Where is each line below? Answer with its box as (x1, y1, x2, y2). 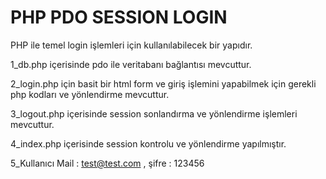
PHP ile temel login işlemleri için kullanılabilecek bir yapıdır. (10, 39, 253, 51)
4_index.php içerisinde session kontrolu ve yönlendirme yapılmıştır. (10, 137, 287, 150)
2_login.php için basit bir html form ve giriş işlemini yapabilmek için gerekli (10, 77, 317, 90)
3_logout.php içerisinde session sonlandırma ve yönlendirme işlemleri (10, 107, 298, 120)
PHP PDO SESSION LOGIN (10, 6, 228, 29)
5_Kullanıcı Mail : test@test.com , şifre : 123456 (10, 157, 205, 169)
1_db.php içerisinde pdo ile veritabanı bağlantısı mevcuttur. (10, 58, 252, 70)
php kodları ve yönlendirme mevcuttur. (10, 88, 170, 100)
